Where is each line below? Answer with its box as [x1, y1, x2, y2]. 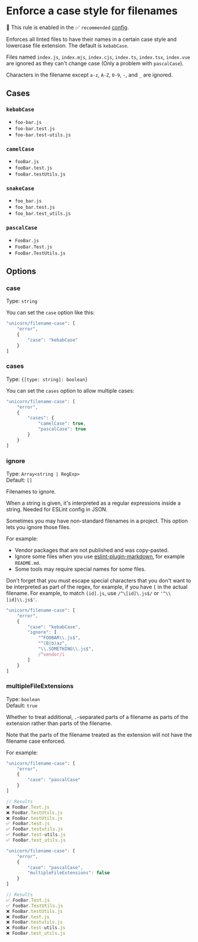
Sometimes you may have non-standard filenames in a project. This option [6, 517, 188, 524]
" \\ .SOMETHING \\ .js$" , [37, 646, 94, 652]
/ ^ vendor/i [37, 651, 65, 657]
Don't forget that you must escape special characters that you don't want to [6, 577, 191, 584]
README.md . [14, 559, 41, 566]
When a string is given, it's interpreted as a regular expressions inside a [6, 499, 181, 507]
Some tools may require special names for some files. [14, 565, 146, 572]
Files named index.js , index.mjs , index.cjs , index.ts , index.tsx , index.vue [6, 53, 190, 61]
